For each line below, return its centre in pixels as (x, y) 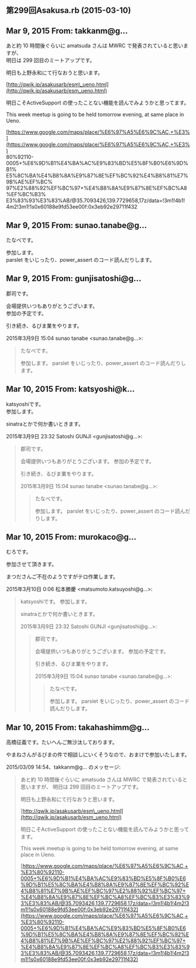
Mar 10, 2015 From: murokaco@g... (71, 537)
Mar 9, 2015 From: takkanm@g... (67, 31)
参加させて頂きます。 (32, 564)
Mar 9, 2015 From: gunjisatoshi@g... (74, 279)
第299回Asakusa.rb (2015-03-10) (69, 11)
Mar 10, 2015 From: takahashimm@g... (78, 727)
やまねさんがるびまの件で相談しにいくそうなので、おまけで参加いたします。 (98, 755)
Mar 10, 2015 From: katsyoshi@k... (71, 389)
